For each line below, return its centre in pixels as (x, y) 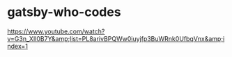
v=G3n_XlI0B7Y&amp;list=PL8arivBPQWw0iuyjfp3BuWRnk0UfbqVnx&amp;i (116, 38)
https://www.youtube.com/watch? (56, 31)
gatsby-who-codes (64, 12)
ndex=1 (17, 46)
